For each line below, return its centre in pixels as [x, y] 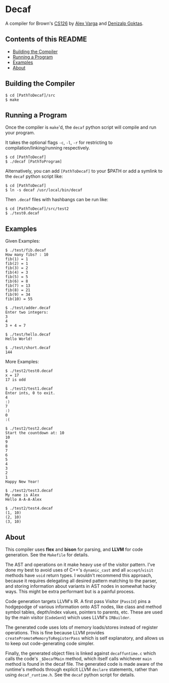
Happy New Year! [22, 482]
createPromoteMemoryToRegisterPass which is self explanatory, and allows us [85, 638]
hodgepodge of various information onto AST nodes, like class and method [83, 607]
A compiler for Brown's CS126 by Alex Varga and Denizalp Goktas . [74, 23]
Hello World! [19, 339]
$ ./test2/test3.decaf [29, 491]
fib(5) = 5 [17, 277]
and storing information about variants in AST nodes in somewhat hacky [80, 586]
